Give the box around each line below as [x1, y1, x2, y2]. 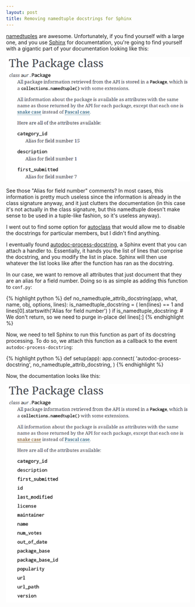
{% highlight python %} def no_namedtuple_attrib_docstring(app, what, [6, 295, 178, 302]
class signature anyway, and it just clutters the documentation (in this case [6, 199, 186, 206]
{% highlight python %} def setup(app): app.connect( [6, 354, 135, 362]
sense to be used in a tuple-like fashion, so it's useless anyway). [6, 212, 161, 219]
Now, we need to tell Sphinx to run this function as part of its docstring [6, 331, 176, 338]
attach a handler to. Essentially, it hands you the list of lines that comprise [6, 247, 183, 254]
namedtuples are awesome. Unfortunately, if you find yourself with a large [6, 32, 184, 39]
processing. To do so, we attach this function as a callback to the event [6, 337, 177, 344]
